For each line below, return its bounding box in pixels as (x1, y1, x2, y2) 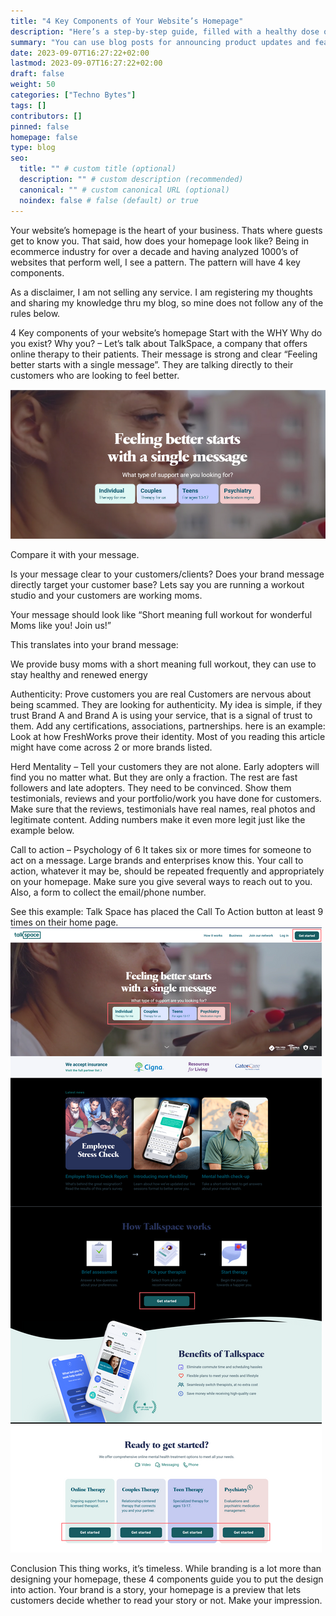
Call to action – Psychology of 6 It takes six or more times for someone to (10, 844, 312, 856)
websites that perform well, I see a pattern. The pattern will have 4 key (10, 256, 301, 268)
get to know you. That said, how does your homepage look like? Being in (10, 235, 310, 247)
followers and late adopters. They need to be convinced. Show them (10, 782, 292, 794)
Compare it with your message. (10, 549, 140, 561)
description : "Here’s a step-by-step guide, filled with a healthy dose (10, 26, 320, 37)
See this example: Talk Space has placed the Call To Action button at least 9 (10, 906, 324, 918)
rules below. (10, 307, 61, 319)
